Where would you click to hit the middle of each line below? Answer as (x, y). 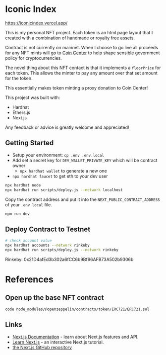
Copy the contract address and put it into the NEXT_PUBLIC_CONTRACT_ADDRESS (83, 199)
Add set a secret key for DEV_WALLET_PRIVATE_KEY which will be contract (85, 160)
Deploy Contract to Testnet (48, 229)
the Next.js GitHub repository (42, 347)
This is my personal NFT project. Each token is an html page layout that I (79, 32)
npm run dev (17, 214)
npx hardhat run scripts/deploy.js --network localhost (64, 190)
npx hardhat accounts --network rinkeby (48, 245)
